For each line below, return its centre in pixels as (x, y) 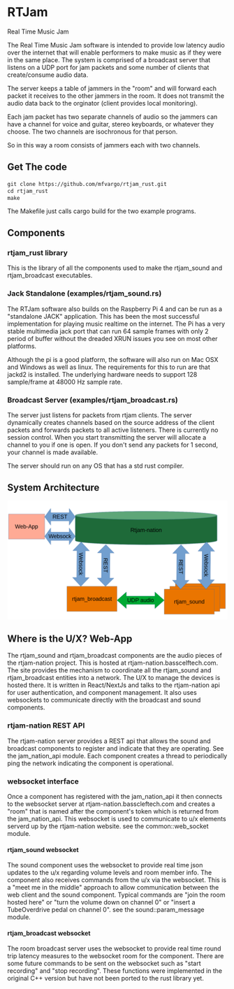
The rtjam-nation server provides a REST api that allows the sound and (109, 741)
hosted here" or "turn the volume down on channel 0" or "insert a (101, 902)
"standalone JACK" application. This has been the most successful (104, 316)
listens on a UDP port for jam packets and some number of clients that (108, 67)
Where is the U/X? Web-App (70, 638)
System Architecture (53, 488)
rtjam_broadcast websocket (49, 933)
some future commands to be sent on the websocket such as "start (104, 963)
